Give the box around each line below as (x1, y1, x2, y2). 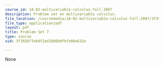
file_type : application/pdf (5, 20, 62, 26)
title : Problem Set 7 (5, 30, 49, 34)
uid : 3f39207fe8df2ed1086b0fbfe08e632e (5, 39, 86, 44)
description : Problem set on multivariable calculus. (5, 12, 117, 16)
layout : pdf (5, 25, 29, 30)
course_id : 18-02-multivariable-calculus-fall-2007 (5, 7, 112, 12)
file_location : (5, 16, 36, 21)
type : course (5, 34, 32, 39)
